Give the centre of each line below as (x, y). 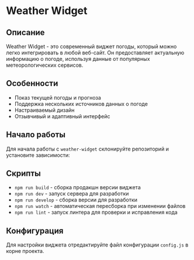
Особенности (32, 83)
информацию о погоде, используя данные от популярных (78, 59)
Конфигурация (35, 230)
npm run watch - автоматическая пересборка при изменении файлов (100, 206)
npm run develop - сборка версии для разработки (76, 200)
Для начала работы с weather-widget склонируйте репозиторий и (88, 149)
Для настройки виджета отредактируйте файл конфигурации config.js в (97, 245)
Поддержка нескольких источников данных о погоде (81, 104)
